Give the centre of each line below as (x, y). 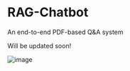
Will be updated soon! (39, 45)
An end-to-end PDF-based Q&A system (65, 32)
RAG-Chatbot (48, 12)
